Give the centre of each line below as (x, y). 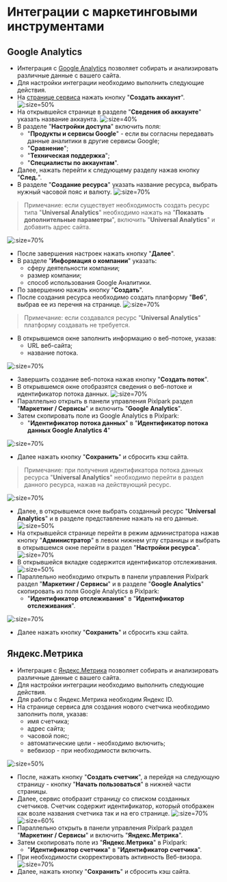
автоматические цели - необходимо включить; (96, 743)
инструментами (56, 26)
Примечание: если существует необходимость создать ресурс (117, 205)
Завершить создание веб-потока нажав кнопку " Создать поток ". (113, 379)
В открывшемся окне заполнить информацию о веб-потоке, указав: (117, 338)
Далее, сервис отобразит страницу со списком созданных (103, 798)
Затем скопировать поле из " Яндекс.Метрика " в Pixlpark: (102, 842)
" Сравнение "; (48, 148)
